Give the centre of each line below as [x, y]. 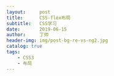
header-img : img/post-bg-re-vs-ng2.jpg [57, 40]
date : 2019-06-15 [37, 29]
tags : [13, 52]
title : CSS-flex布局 [38, 18]
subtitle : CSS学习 [32, 23]
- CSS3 [26, 58]
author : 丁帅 [28, 35]
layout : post [28, 12]
